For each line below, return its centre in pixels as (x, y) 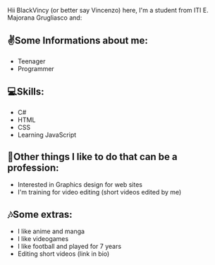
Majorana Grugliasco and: (45, 18)
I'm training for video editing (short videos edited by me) (99, 192)
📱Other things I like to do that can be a (92, 157)
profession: (33, 168)
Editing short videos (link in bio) (63, 254)
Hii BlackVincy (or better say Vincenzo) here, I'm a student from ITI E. (108, 10)
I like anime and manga (51, 231)
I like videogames (43, 239)
